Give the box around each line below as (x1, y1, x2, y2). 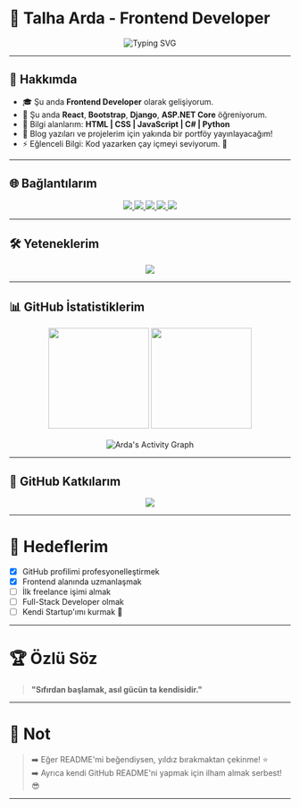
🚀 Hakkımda (9, 72, 78, 88)
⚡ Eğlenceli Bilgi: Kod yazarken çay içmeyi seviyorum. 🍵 (21, 138, 228, 149)
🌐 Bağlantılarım (9, 176, 97, 191)
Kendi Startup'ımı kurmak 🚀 (21, 607, 123, 617)
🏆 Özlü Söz (9, 649, 98, 669)
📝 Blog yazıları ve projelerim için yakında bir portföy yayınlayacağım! (21, 128, 273, 139)
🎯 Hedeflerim (9, 537, 109, 557)
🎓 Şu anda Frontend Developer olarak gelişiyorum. (21, 96, 214, 106)
